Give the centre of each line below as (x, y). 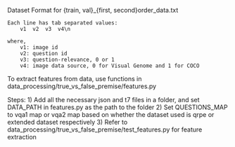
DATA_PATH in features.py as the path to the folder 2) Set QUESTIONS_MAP (118, 107)
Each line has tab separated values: (63, 23)
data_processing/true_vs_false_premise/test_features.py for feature (105, 129)
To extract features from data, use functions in (75, 79)
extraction (22, 137)
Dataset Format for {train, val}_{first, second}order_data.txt (93, 10)
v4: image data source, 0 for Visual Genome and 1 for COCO (110, 66)
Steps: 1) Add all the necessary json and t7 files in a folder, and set (103, 100)
